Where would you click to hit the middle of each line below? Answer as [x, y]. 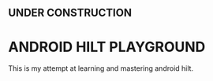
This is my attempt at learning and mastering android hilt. [101, 68]
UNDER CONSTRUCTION [70, 13]
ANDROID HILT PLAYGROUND [107, 47]
